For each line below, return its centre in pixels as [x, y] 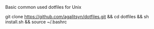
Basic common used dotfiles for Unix [43, 7]
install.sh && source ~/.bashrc [36, 22]
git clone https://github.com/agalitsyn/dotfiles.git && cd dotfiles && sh [77, 16]
